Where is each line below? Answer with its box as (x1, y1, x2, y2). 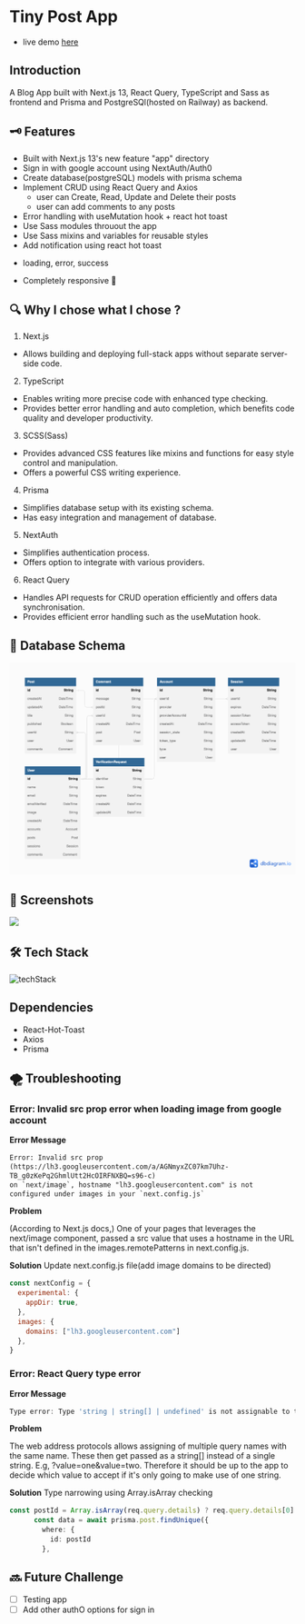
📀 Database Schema (9, 638, 126, 653)
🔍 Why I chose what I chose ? (9, 302, 182, 317)
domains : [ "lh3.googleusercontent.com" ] (25, 1327, 181, 1336)
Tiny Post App (9, 6, 118, 27)
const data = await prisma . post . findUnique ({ (33, 1516, 209, 1525)
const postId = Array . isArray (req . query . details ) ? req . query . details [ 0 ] (9, 1506, 295, 1515)
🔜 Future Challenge (9, 1569, 124, 1585)
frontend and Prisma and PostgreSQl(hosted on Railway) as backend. (9, 96, 269, 107)
